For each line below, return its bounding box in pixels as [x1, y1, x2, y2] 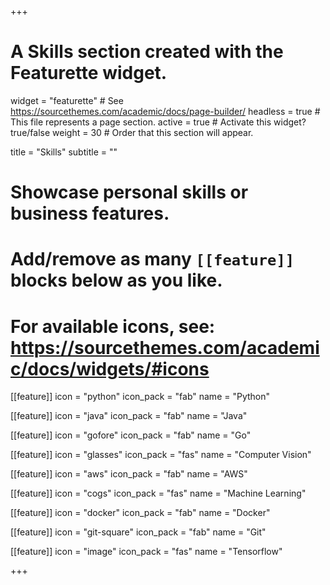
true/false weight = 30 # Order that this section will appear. [10, 126, 254, 138]
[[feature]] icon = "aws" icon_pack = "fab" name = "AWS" [10, 468, 248, 480]
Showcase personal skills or [10, 181, 249, 204]
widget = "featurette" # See [10, 94, 124, 106]
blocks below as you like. [10, 269, 223, 292]
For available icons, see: [10, 315, 216, 338]
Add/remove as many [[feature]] [10, 248, 295, 271]
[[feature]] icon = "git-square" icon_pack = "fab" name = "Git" [10, 526, 267, 538]
